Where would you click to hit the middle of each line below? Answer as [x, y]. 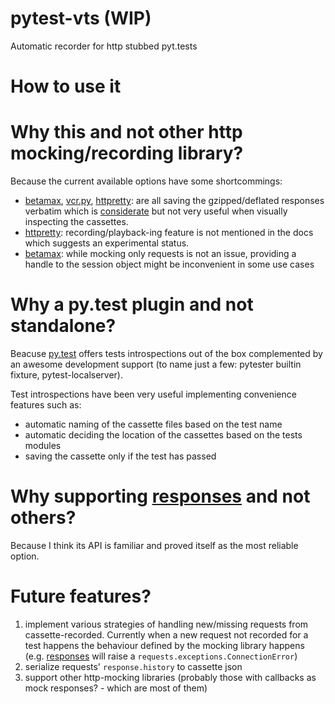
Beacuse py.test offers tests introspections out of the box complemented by [166, 353]
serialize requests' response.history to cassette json [133, 666]
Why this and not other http [126, 132]
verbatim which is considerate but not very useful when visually [156, 211]
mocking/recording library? [127, 153]
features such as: [46, 405]
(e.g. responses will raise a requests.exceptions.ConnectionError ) [161, 656]
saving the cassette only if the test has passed [120, 456]
